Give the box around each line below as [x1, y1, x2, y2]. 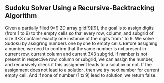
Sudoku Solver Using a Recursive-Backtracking [5, 4, 155, 12]
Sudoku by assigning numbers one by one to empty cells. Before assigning [5, 41, 158, 46]
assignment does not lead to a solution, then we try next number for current [5, 67, 160, 73]
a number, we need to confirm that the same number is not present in [5, 45, 147, 51]
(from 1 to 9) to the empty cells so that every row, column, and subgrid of [5, 30, 154, 36]
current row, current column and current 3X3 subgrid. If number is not [5, 51, 148, 57]
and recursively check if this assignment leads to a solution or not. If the [5, 61, 152, 67]
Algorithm [5, 12, 37, 20]
